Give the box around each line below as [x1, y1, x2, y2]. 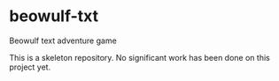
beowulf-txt [9, 6, 99, 26]
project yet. [9, 62, 51, 72]
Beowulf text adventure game [9, 35, 117, 46]
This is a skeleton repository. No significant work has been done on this [9, 52, 270, 63]
